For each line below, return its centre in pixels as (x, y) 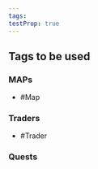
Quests (23, 157)
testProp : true (34, 24)
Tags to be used (49, 56)
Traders (24, 119)
